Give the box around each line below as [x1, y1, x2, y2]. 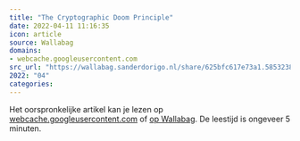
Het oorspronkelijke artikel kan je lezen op [9, 104, 163, 114]
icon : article [9, 29, 62, 38]
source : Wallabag [9, 37, 74, 47]
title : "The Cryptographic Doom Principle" [9, 12, 174, 22]
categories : [9, 79, 54, 88]
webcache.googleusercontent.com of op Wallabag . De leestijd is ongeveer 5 [9, 113, 291, 124]
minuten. [9, 122, 42, 134]
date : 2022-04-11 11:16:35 [9, 21, 110, 30]
